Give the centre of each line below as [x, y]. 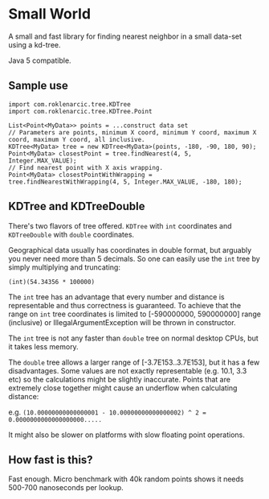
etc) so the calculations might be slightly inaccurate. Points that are [120, 379]
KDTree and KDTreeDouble [77, 206]
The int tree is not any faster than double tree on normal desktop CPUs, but [133, 338]
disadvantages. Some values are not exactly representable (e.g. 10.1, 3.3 [128, 370]
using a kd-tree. [35, 44]
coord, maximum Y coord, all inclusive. [77, 139]
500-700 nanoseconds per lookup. [66, 488]
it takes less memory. [43, 346]
